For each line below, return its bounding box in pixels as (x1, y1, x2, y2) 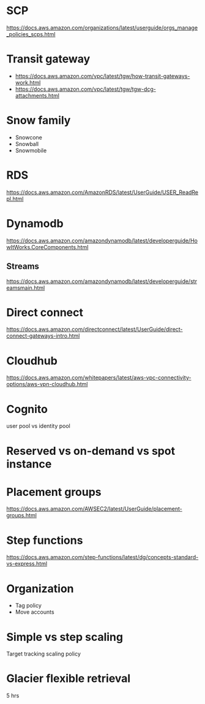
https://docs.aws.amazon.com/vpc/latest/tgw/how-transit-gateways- (15, 72, 190, 80)
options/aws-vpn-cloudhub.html (6, 381, 88, 388)
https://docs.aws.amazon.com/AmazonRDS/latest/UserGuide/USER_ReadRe (6, 188, 199, 196)
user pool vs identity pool (6, 422, 70, 430)
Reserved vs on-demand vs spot (6, 444, 176, 458)
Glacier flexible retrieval (6, 671, 131, 686)
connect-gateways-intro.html (6, 332, 80, 339)
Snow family (6, 114, 71, 128)
